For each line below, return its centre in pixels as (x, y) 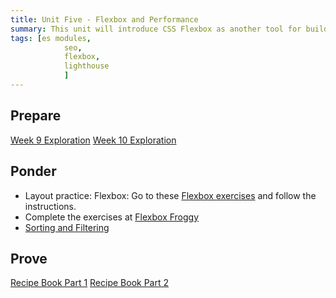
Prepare (36, 116)
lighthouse (86, 66)
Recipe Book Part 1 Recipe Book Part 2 (89, 283)
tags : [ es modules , (51, 38)
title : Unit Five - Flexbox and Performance (104, 19)
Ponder (33, 171)
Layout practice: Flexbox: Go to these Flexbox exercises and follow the (170, 195)
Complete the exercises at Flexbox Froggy (112, 217)
